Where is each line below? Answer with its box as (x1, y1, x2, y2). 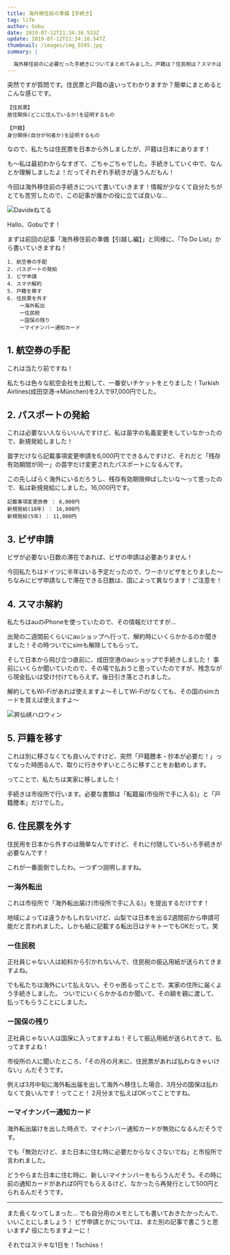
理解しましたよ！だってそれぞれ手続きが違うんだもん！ (18, 168, 175, 176)
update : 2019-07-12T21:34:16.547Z (7, 36, 106, 43)
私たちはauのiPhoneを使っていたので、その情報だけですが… (7, 618, 177, 625)
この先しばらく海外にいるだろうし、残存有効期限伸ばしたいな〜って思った (7, 475, 217, 483)
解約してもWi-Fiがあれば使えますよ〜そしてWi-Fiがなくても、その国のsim (7, 687, 214, 695)
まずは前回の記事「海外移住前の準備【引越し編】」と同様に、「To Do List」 (7, 235, 216, 243)
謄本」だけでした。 (12, 798, 67, 807)
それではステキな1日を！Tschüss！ (7, 1241, 105, 1249)
